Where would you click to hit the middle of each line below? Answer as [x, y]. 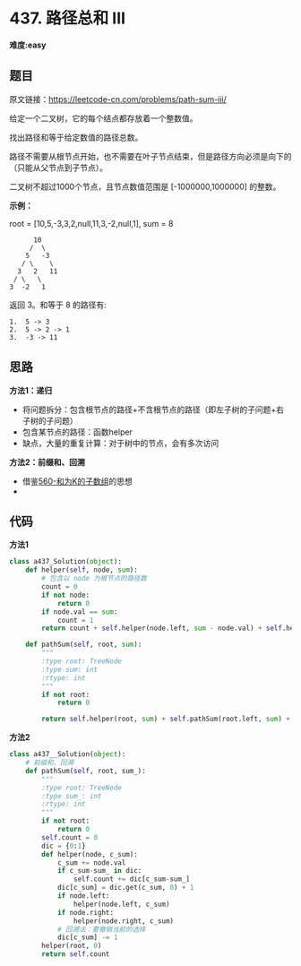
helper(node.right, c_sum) [124, 921]
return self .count [76, 954]
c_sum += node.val [91, 862]
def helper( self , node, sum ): [82, 570]
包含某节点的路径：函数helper [77, 432]
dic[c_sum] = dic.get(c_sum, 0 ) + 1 [125, 888]
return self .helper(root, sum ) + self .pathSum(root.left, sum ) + [166, 719]
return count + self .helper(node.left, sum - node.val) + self [162, 628]
